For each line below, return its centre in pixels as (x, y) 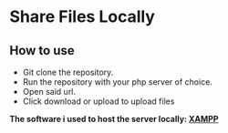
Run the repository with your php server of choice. (117, 82)
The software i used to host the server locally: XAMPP (114, 119)
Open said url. (49, 92)
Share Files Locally (82, 17)
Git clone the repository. (68, 72)
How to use (42, 51)
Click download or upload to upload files (98, 101)
